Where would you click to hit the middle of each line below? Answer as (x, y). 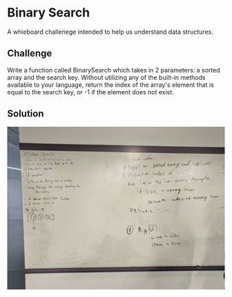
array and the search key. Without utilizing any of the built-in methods (106, 77)
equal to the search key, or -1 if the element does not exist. (90, 92)
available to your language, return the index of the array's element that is (110, 85)
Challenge (30, 53)
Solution (26, 114)
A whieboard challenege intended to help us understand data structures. (110, 32)
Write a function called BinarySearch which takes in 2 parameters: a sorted (114, 70)
